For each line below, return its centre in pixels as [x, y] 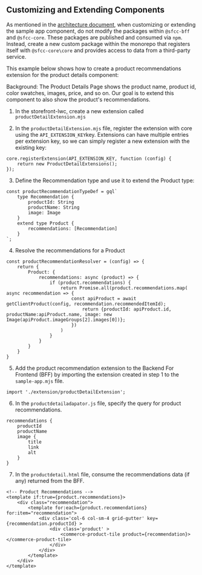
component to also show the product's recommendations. [78, 99]
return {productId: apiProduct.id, [127, 309]
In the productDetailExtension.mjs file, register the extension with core [103, 128]
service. [16, 56]
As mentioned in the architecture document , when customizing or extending [101, 24]
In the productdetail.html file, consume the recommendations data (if [102, 474]
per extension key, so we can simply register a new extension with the [102, 141]
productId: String [51, 202]
